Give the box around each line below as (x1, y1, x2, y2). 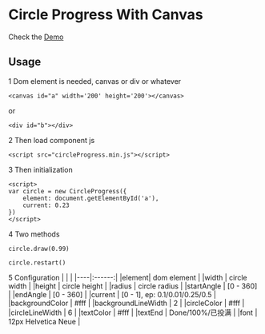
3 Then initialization (8, 165, 74, 174)
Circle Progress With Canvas (8, 6, 203, 24)
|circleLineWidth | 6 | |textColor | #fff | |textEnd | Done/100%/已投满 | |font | (8, 308, 258, 317)
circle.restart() (8, 258, 66, 267)
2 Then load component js (8, 135, 95, 145)
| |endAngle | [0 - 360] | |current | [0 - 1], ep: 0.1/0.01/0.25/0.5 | (8, 289, 217, 299)
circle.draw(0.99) (8, 245, 70, 252)
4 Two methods (8, 229, 60, 239)
